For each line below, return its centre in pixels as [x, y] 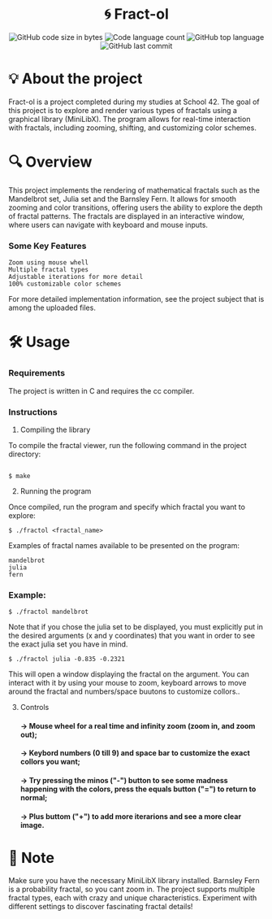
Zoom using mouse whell [49, 263]
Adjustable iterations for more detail [76, 277]
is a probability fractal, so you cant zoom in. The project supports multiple [132, 889]
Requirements [37, 373]
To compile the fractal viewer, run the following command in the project [128, 445]
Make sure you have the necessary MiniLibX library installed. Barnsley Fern [134, 880]
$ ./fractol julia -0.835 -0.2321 [67, 660]
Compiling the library [55, 429]
